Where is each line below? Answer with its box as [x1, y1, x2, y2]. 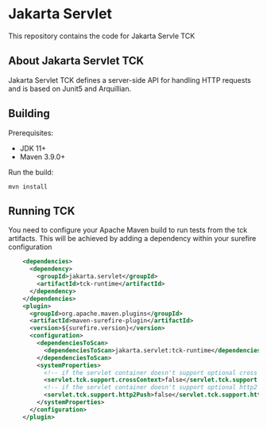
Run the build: [8, 167, 54, 177]
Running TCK [8, 204, 75, 217]
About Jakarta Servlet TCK [8, 54, 145, 68]
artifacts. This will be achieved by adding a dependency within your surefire [8, 234, 257, 244]
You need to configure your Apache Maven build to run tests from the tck [8, 225, 248, 235]
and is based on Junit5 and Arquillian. [8, 84, 132, 93]
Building [8, 107, 50, 120]
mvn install [8, 182, 48, 191]
